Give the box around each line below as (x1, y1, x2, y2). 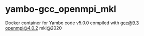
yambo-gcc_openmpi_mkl (5, 3, 116, 15)
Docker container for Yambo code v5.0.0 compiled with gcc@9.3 (5, 20, 139, 26)
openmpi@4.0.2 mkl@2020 (5, 25, 62, 31)
